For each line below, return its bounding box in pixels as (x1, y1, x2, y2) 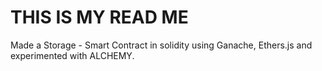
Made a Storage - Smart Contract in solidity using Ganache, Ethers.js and (10, 39, 313, 51)
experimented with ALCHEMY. (10, 49, 135, 61)
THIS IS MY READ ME (10, 6, 189, 29)
